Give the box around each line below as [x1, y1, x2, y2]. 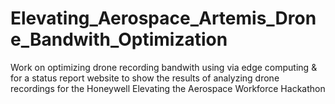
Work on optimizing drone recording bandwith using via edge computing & [10, 61, 318, 73]
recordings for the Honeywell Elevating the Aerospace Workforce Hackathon [10, 82, 326, 94]
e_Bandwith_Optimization [10, 28, 228, 51]
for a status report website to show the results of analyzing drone [10, 72, 280, 84]
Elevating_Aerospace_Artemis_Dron [10, 7, 317, 30]
